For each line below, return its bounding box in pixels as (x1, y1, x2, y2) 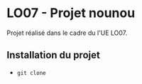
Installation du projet (6, 49, 100, 61)
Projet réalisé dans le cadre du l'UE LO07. (6, 28, 128, 37)
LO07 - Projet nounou (6, 5, 136, 21)
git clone (16, 69, 47, 76)
